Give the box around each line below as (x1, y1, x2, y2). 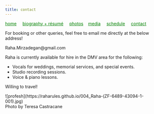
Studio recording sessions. (12, 69, 67, 75)
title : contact (5, 7, 36, 12)
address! (5, 35, 23, 41)
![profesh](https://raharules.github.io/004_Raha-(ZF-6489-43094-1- (5, 93, 144, 99)
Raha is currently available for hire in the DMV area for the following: (5, 54, 143, 60)
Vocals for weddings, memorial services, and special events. (12, 64, 135, 69)
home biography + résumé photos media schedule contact (5, 21, 147, 26)
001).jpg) (5, 98, 24, 104)
